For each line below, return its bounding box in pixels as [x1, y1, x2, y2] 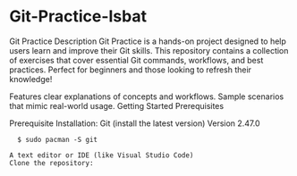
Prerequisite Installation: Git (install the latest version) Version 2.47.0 [9, 118, 261, 129]
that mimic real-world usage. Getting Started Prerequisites [9, 100, 225, 111]
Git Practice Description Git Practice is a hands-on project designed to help [9, 36, 286, 46]
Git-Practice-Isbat [9, 6, 148, 27]
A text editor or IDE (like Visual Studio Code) [9, 150, 194, 160]
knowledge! [9, 73, 53, 84]
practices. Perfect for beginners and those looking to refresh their [9, 64, 252, 75]
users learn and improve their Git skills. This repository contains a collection [9, 45, 289, 55]
